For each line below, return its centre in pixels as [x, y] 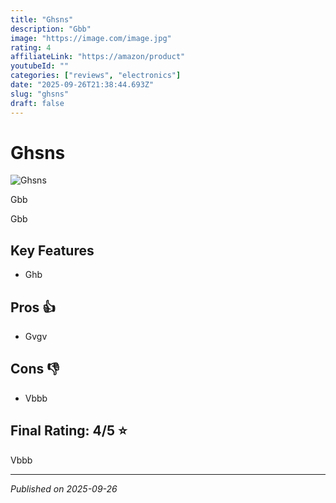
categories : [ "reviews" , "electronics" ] [96, 76]
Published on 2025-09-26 [64, 488]
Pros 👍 [33, 307]
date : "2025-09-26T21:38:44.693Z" [82, 85]
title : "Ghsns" [42, 19]
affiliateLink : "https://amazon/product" [98, 57]
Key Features [52, 250]
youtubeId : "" [40, 66]
